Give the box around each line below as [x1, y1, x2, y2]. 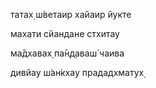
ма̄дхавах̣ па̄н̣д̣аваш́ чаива [10, 47, 125, 59]
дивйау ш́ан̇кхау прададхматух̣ [10, 67, 145, 78]
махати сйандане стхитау [10, 28, 120, 39]
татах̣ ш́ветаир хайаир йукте [10, 9, 132, 20]
